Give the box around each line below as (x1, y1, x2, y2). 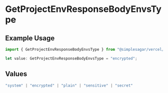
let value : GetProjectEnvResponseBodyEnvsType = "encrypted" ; (5, 56, 137, 61)
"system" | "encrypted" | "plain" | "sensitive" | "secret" (5, 83, 133, 88)
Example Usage (5, 34, 55, 42)
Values (5, 70, 27, 78)
